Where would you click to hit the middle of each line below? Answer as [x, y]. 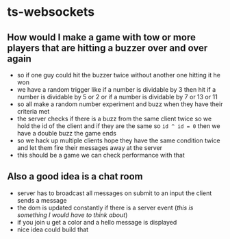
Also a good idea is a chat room [75, 176]
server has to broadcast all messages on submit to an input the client [114, 193]
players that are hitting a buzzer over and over [107, 48]
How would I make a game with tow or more [102, 37]
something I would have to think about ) [72, 215]
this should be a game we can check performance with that [101, 155]
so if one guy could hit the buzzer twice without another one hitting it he [119, 75]
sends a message [42, 200]
